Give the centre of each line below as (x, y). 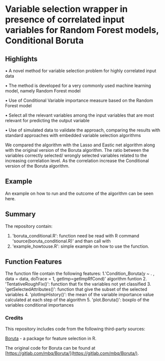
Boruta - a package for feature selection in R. (51, 338)
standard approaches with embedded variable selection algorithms (73, 135)
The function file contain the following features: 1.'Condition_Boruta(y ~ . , (80, 273)
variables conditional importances (39, 305)
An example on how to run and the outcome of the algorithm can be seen (79, 193)
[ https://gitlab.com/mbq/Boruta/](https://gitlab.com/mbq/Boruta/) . (72, 353)
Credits (14, 318)
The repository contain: (29, 226)
